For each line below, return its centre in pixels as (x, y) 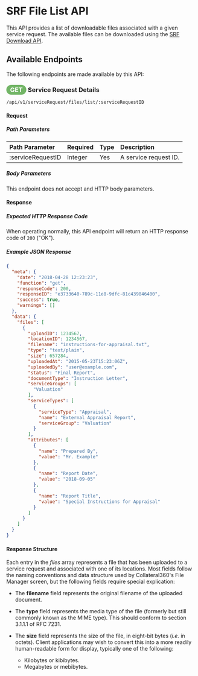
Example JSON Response (39, 251)
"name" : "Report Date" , (68, 474)
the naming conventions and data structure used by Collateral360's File (95, 575)
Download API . (25, 40)
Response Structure (32, 549)
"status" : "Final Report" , (62, 373)
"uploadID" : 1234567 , (55, 333)
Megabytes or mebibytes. (56, 667)
